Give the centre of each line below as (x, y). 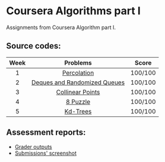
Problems (78, 62)
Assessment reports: (46, 133)
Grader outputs (33, 147)
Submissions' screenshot (46, 153)
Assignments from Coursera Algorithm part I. (61, 27)
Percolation (78, 72)
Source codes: (34, 46)
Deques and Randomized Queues (78, 82)
